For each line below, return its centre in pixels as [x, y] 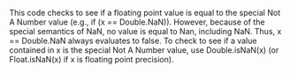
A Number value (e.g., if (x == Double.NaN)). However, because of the [137, 22]
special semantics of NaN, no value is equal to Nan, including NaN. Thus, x [145, 31]
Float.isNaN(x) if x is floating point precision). [92, 59]
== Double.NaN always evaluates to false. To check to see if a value [133, 40]
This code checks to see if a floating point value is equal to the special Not [145, 13]
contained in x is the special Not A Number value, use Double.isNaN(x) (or [144, 50]
